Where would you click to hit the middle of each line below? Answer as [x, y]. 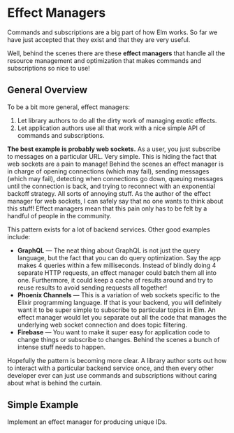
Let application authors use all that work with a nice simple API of [111, 128]
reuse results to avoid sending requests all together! [92, 288]
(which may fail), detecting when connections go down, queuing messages [115, 178]
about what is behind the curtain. [55, 383]
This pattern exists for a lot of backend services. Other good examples [109, 229]
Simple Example [43, 405]
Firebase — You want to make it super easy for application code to [114, 332]
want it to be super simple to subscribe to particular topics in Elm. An [117, 310]
